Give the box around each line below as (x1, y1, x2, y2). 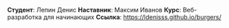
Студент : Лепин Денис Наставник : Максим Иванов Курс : (7, 6, 182, 14)
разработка (7, 13, 42, 21)
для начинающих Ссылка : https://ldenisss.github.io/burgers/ (43, 13, 222, 21)
